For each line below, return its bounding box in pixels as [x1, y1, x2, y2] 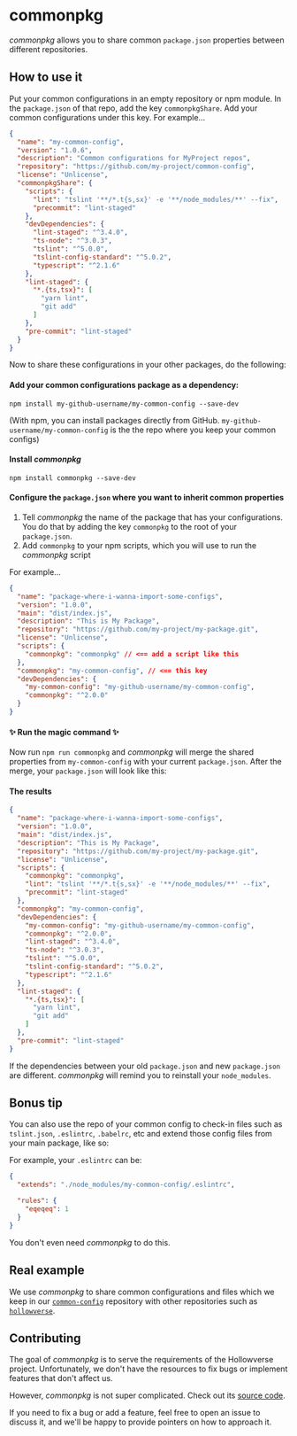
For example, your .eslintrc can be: [9, 1155, 142, 1166]
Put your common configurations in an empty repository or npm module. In [9, 93, 282, 104]
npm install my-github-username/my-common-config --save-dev [9, 400, 240, 408]
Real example [9, 1263, 86, 1278]
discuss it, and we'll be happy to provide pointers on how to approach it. [9, 1417, 272, 1427]
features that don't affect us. [9, 1373, 113, 1384]
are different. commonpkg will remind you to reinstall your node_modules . [9, 1069, 271, 1081]
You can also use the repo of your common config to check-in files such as [9, 1119, 283, 1129]
